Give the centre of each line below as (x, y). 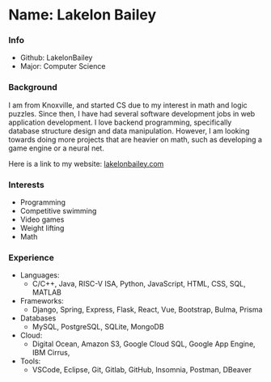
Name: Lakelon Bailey (83, 15)
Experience (31, 258)
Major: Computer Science (63, 66)
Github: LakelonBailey (56, 57)
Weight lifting (42, 228)
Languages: (40, 275)
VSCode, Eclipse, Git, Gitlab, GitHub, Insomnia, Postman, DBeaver (142, 370)
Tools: (30, 361)
